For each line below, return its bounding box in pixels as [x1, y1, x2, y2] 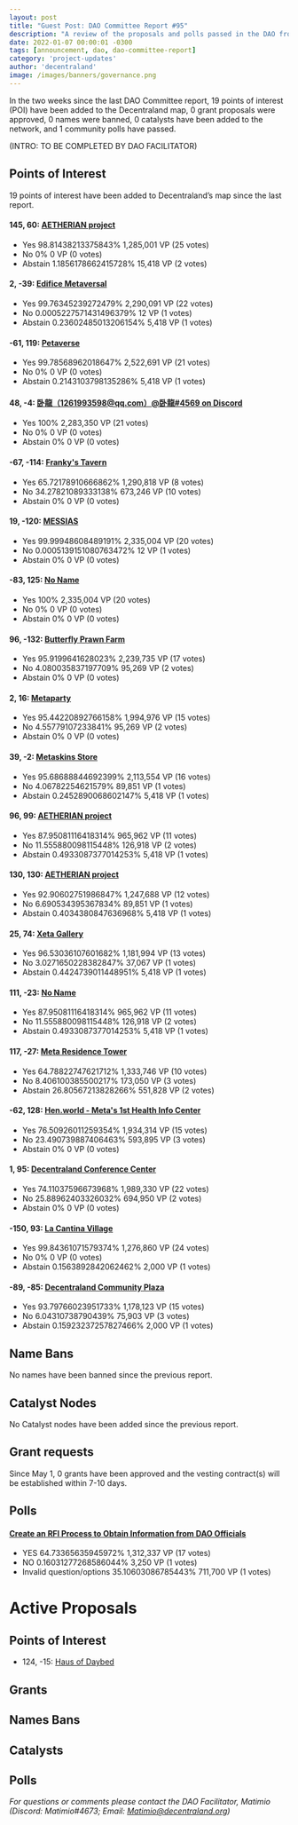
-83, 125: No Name [9, 574, 80, 586]
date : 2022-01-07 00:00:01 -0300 [9, 37, 133, 47]
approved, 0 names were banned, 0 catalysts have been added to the [9, 114, 263, 124]
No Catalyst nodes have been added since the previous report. [9, 1419, 239, 1430]
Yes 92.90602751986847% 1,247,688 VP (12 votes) [21, 889, 210, 899]
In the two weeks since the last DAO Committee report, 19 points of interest [9, 95, 284, 106]
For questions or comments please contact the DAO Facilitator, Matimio [9, 1797, 271, 1807]
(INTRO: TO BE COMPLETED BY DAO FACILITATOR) [9, 140, 198, 151]
